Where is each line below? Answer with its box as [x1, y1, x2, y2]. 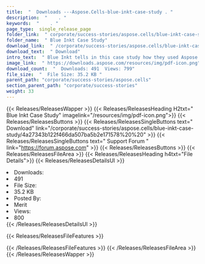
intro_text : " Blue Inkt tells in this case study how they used [6, 54, 179, 60]
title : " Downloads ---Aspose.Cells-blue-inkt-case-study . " [6, 9, 173, 15]
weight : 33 [6, 88, 34, 95]
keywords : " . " [6, 20, 59, 26]
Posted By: [14, 194, 41, 202]
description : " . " [6, 15, 67, 21]
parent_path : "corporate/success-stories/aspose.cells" [6, 77, 151, 83]
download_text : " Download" [6, 49, 81, 55]
